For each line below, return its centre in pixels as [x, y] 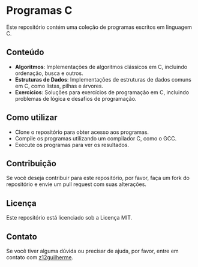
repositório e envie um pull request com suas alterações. [76, 184]
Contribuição [31, 163]
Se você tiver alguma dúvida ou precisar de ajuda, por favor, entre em [92, 251]
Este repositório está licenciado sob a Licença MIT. [69, 218]
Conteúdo [25, 52]
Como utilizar [32, 118]
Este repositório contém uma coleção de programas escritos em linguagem [99, 27]
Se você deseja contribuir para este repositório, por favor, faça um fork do [98, 178]
